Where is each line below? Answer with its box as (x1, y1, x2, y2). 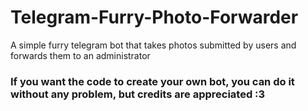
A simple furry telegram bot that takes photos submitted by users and (10, 39, 297, 51)
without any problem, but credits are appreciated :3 (10, 87, 266, 101)
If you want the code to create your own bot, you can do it (10, 74, 295, 88)
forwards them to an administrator (10, 49, 151, 61)
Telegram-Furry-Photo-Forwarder (10, 6, 299, 29)
